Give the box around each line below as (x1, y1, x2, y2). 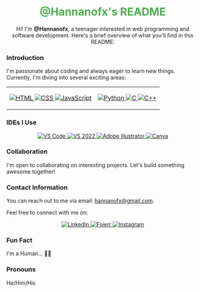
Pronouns (6, 265, 36, 274)
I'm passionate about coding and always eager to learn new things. (6, 67, 176, 75)
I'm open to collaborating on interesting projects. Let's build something (6, 161, 185, 168)
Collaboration (6, 148, 48, 156)
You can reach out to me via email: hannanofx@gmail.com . (6, 197, 155, 204)
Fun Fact (6, 236, 32, 245)
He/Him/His (6, 279, 35, 286)
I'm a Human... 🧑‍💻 (6, 250, 52, 257)
